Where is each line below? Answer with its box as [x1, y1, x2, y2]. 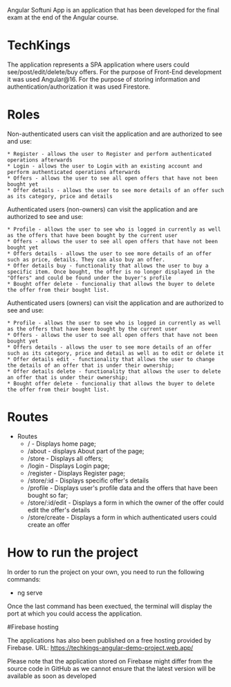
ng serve [17, 589, 43, 597]
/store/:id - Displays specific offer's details [27, 476, 149, 485]
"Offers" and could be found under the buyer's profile [7, 274, 172, 281]
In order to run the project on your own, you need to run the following [7, 568, 205, 576]
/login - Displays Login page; [27, 461, 110, 470]
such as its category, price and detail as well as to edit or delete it [7, 349, 225, 356]
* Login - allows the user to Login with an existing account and [7, 162, 203, 169]
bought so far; [27, 491, 68, 499]
